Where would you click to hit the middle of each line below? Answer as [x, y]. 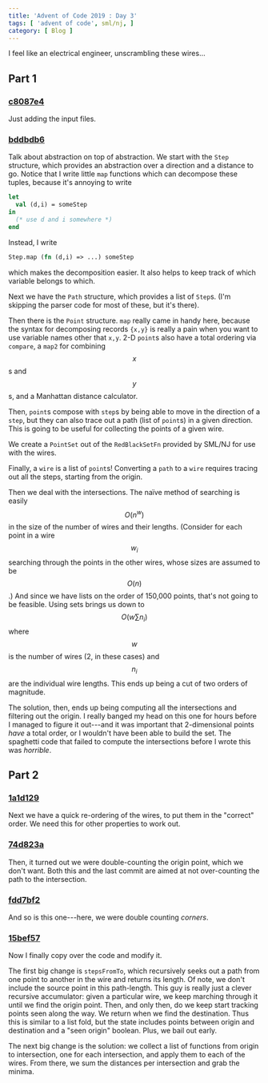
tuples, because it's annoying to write [70, 183]
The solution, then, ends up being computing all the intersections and [123, 707]
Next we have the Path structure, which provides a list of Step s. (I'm [120, 296]
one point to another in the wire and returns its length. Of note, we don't [127, 980]
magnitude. [27, 692]
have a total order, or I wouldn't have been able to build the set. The [120, 733]
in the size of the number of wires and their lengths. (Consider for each [125, 527]
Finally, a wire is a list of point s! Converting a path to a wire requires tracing [133, 468]
